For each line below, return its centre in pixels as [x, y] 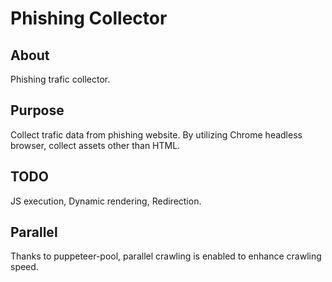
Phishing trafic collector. [60, 79]
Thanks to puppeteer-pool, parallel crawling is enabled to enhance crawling [166, 256]
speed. [24, 267]
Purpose [37, 110]
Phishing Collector [89, 18]
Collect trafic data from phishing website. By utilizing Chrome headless [156, 134]
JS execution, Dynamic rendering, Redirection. [106, 201]
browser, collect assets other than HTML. [95, 145]
